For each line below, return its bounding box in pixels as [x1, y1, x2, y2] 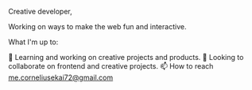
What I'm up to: [8, 37, 59, 47]
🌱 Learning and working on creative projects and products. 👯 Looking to [8, 53, 244, 62]
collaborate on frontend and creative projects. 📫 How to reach [8, 62, 214, 70]
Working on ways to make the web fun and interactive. [8, 22, 187, 31]
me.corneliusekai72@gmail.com [8, 73, 114, 82]
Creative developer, [8, 7, 73, 16]
